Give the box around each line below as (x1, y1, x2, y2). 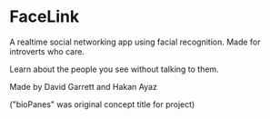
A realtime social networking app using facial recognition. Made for (9, 36, 261, 47)
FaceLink (9, 6, 80, 27)
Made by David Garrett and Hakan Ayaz (9, 81, 157, 92)
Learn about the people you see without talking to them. (9, 64, 220, 74)
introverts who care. (9, 45, 85, 56)
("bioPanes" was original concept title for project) (9, 98, 195, 110)
